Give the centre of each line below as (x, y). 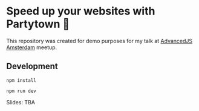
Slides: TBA (21, 102)
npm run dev (21, 91)
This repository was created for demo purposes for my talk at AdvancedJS (99, 41)
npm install (21, 80)
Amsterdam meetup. (32, 47)
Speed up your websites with (81, 11)
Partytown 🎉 (38, 24)
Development (32, 66)
